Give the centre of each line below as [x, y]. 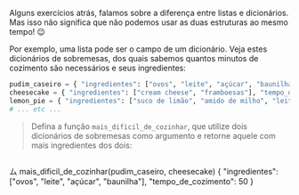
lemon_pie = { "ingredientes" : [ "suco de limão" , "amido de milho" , [139, 101]
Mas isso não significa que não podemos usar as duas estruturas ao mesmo [149, 22]
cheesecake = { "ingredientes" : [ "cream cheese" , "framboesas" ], [133, 93]
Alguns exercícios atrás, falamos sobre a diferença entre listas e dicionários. [149, 13]
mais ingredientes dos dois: [81, 145]
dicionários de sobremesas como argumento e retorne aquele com [153, 135]
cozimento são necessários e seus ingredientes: [98, 68]
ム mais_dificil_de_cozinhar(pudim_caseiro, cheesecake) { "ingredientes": [144, 171]
